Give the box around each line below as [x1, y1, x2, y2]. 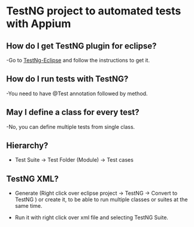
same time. [14, 202, 43, 210]
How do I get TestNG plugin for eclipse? [6, 41, 157, 51]
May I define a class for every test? [6, 107, 140, 117]
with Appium [6, 17, 71, 31]
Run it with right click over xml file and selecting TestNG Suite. [14, 214, 169, 221]
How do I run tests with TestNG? [6, 74, 129, 84]
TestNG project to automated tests [6, 4, 181, 18]
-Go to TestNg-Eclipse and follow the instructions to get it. [6, 57, 150, 63]
